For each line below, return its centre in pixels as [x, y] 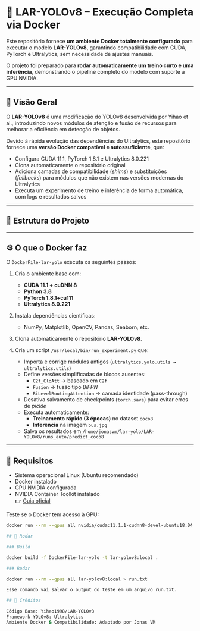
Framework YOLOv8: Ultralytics [45, 617]
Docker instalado [35, 482]
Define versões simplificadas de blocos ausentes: [85, 375]
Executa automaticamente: [56, 412]
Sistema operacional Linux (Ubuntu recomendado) [76, 475]
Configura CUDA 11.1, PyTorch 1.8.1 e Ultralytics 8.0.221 [82, 158]
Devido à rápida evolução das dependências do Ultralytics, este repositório [98, 141]
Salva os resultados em [52, 431]
